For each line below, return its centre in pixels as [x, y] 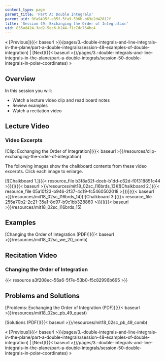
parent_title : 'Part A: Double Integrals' [49, 14]
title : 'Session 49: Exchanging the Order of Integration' [67, 23]
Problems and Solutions [42, 295]
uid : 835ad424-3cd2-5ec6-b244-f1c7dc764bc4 [50, 28]
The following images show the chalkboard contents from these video [76, 166]
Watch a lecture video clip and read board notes [61, 100]
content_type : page [25, 10]
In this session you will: [29, 90]
